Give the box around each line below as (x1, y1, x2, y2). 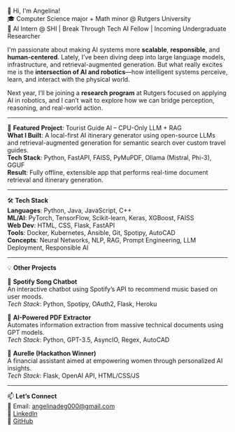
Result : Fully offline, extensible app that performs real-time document (7, 168, 208, 176)
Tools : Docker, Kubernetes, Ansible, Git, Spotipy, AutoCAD (7, 229, 176, 237)
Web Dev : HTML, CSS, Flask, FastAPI (7, 221, 115, 229)
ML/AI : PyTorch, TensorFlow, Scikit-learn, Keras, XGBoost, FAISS (7, 214, 194, 222)
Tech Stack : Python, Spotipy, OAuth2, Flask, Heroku (7, 300, 157, 308)
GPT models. (7, 329, 45, 336)
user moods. (7, 292, 44, 301)
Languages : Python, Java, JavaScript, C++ (7, 206, 132, 215)
